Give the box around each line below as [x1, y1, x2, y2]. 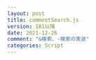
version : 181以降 [7, 23, 56, 30]
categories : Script [7, 42, 64, 49]
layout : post [7, 10, 45, 17]
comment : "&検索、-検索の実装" [7, 36, 90, 43]
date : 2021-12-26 [7, 29, 58, 37]
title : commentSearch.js [7, 17, 79, 23]
